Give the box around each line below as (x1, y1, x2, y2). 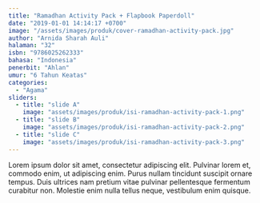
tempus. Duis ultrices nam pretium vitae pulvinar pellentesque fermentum (8, 177, 250, 186)
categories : (8, 78, 48, 86)
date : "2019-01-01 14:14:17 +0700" (8, 19, 127, 27)
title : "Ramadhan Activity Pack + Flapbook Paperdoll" (8, 11, 195, 20)
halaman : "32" (8, 42, 56, 50)
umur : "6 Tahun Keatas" (8, 71, 88, 79)
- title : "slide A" (15, 101, 81, 109)
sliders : (8, 94, 38, 101)
